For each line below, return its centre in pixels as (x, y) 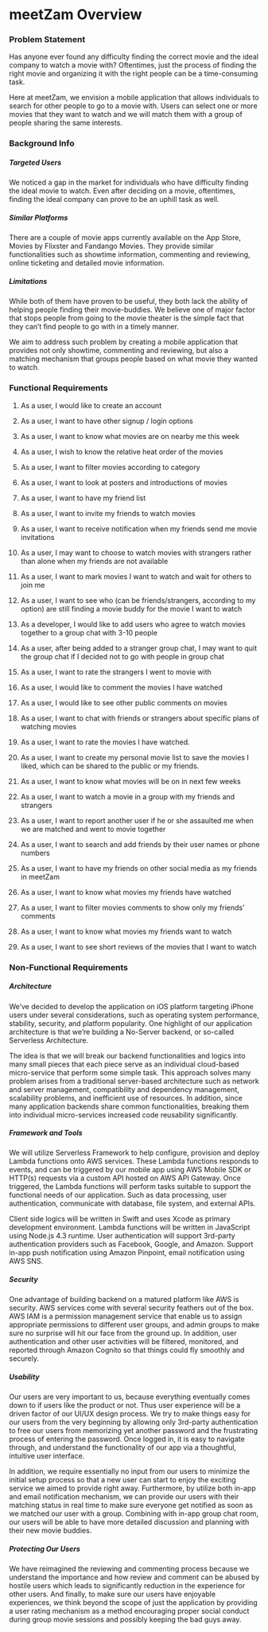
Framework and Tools (46, 1133)
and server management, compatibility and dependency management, (124, 1089)
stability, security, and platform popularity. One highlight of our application (131, 1023)
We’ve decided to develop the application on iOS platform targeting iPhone (131, 1006)
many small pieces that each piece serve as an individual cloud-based (124, 1064)
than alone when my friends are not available (94, 561)
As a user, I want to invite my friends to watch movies (108, 513)
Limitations (28, 281)
